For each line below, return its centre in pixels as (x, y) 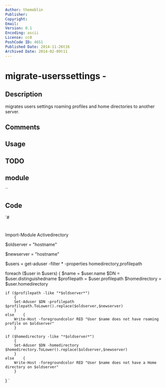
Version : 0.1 (19, 28)
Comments (23, 127)
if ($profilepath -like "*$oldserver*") (48, 293)
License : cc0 (19, 38)
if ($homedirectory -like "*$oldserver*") (50, 337)
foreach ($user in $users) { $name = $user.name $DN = (63, 274)
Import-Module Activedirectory (37, 235)
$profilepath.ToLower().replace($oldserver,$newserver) (64, 306)
